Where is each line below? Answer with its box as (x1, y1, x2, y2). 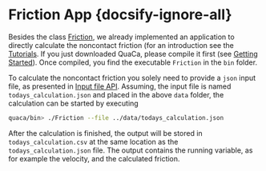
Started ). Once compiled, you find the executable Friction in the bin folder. (8, 58, 258, 67)
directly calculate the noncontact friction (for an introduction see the (8, 40, 234, 50)
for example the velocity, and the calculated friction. (8, 153, 180, 163)
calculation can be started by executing (8, 98, 139, 108)
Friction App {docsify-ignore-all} (8, 6, 232, 24)
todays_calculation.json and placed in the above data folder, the (8, 89, 224, 99)
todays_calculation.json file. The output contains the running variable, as (8, 145, 253, 155)
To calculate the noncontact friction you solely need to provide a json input (8, 73, 256, 82)
